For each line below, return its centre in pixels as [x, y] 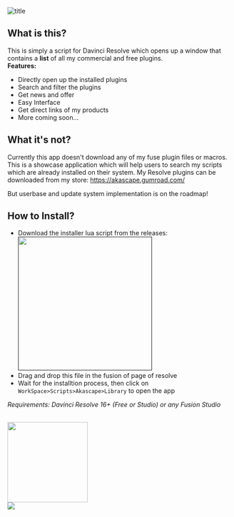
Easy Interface [39, 102]
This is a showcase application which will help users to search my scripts [115, 165]
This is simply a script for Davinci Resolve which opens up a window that [114, 51]
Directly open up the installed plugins [72, 79]
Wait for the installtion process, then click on [83, 383]
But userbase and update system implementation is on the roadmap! [108, 193]
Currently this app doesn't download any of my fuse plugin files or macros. [117, 157]
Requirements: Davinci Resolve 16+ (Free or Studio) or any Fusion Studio [114, 405]
